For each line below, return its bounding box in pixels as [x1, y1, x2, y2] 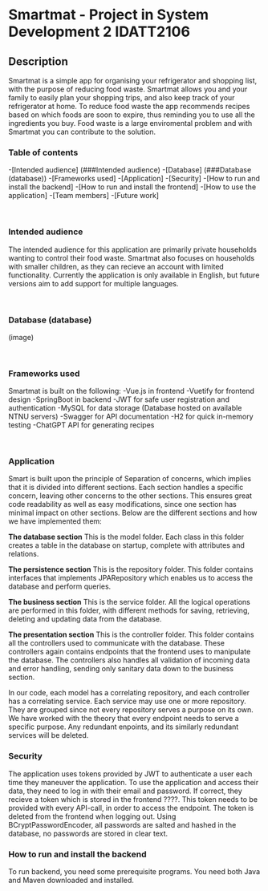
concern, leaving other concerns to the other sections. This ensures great [8, 491, 253, 500]
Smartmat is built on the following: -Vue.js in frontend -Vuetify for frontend [8, 387, 255, 396]
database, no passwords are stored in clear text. [8, 828, 169, 838]
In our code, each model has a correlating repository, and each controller [8, 688, 250, 698]
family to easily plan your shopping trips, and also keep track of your [8, 93, 235, 102]
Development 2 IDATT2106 [8, 22, 191, 41]
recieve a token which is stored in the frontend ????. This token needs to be [8, 794, 258, 804]
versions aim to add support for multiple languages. [8, 278, 179, 288]
